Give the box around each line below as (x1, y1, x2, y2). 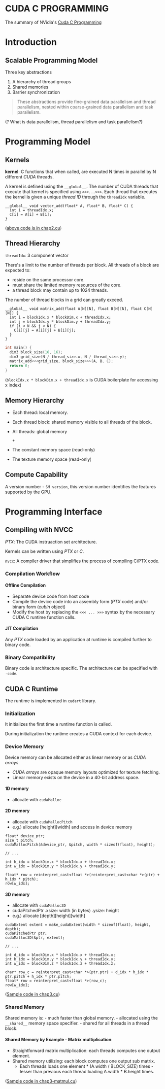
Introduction (5, 36, 57, 48)
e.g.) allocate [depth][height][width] (12, 913, 85, 919)
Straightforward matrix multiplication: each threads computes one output (12, 1048, 160, 1054)
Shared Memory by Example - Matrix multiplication (5, 1037, 112, 1043)
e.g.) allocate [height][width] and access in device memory (12, 824, 132, 830)
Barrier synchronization (12, 89, 60, 95)
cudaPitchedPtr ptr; (5, 931, 48, 936)
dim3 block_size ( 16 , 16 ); (9, 349, 63, 355)
